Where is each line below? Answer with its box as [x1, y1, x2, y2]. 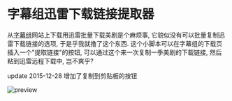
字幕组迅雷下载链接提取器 [7, 6, 155, 22]
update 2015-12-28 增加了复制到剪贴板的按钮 [7, 71, 138, 80]
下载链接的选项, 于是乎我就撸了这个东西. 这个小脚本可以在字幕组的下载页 [13, 39, 222, 47]
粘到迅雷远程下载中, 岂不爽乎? [7, 56, 94, 65]
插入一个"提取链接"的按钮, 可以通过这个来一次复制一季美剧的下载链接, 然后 [7, 48, 222, 56]
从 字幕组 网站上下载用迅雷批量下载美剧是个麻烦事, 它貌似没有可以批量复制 [7, 31, 219, 39]
